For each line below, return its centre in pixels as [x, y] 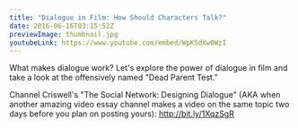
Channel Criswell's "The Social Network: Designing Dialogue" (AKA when [145, 95]
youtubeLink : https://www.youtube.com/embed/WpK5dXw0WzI [118, 43]
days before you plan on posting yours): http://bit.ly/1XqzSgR [122, 114]
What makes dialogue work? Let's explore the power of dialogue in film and [149, 68]
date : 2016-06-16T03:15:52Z [62, 26]
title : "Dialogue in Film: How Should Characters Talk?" [118, 17]
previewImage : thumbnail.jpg [64, 34]
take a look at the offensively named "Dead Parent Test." [114, 78]
